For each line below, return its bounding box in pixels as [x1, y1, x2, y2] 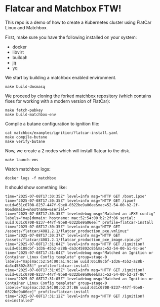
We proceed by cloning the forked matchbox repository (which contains [5, 93, 152, 99]
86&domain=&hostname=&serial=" [5, 207, 70, 212]
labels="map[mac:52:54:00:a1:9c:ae [5, 259, 79, 264]
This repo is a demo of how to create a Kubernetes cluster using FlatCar [5, 19, 152, 25]
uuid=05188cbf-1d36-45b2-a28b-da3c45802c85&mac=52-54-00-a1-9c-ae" [5, 246, 147, 251]
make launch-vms [5, 157, 39, 162]
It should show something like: [5, 184, 67, 190]
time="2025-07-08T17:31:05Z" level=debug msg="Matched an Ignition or [5, 276, 154, 281]
